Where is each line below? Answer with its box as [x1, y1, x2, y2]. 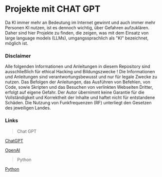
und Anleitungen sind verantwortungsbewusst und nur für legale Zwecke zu [5, 74, 157, 80]
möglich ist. [5, 40, 28, 46]
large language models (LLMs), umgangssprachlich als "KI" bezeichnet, [5, 35, 149, 41]
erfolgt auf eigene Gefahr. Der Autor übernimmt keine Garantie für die [5, 89, 144, 96]
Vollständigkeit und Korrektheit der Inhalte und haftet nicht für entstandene [5, 95, 155, 100]
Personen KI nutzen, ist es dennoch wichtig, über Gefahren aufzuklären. [5, 24, 150, 30]
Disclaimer [5, 52, 31, 59]
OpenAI [5, 147, 20, 153]
